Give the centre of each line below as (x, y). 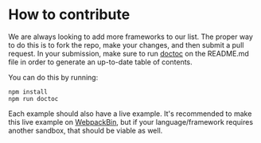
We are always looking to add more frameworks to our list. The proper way (130, 37)
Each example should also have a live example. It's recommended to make (130, 114)
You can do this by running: (53, 77)
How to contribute (69, 15)
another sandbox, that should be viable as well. (86, 130)
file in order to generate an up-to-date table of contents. (100, 62)
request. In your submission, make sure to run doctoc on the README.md (129, 53)
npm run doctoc (33, 99)
